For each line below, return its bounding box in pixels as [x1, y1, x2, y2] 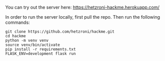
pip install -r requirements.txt [5, 47, 76, 52]
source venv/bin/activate [5, 42, 60, 47]
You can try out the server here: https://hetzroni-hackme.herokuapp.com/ [5, 5, 160, 10]
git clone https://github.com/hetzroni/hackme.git [5, 29, 115, 34]
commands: [5, 20, 30, 25]
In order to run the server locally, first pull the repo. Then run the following [5, 14, 160, 20]
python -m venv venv [5, 38, 49, 43]
